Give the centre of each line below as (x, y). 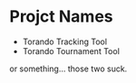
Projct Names (61, 17)
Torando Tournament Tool (71, 51)
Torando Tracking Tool (64, 41)
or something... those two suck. (68, 69)
